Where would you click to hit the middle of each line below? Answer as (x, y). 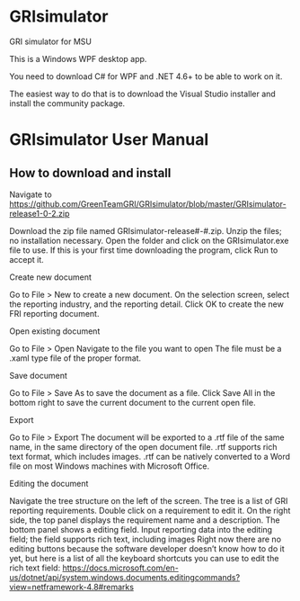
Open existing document (55, 331)
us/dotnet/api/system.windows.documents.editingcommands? (125, 577)
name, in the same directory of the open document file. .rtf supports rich (143, 446)
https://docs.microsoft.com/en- (121, 568)
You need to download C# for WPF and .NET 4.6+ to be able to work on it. (146, 76)
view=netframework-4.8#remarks (72, 587)
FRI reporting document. (54, 313)
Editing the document (49, 483)
